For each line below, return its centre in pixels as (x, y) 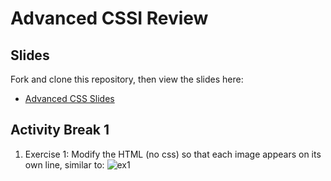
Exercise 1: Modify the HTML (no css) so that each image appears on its (173, 154)
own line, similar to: (64, 164)
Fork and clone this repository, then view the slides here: (127, 79)
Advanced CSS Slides (69, 98)
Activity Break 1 (60, 130)
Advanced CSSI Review (109, 18)
